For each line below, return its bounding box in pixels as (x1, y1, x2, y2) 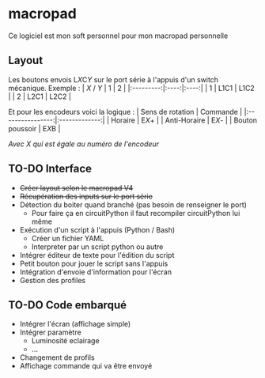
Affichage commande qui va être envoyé (19, 361, 153, 371)
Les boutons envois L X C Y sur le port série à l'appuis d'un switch (8, 74, 219, 84)
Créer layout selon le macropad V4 (19, 183, 134, 192)
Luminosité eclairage (31, 336, 100, 346)
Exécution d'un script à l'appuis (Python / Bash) (19, 225, 176, 234)
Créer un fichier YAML (31, 233, 104, 243)
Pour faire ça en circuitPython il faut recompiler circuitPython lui (31, 208, 240, 217)
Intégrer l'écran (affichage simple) (19, 319, 131, 329)
